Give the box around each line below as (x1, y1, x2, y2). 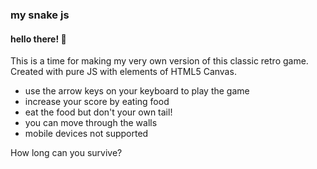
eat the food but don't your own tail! (24, 106, 173, 118)
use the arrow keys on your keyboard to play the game (24, 85, 250, 97)
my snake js (10, 8, 70, 22)
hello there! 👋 (10, 33, 67, 45)
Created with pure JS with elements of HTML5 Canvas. (10, 66, 237, 78)
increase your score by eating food (24, 96, 170, 108)
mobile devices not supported (24, 128, 149, 140)
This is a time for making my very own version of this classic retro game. (10, 55, 309, 67)
